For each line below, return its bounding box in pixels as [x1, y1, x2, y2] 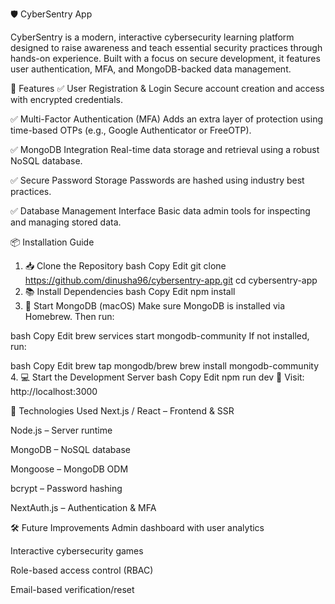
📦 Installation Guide [10, 236, 95, 248]
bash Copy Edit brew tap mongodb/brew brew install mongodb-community [10, 360, 320, 372]
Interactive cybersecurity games [10, 545, 144, 557]
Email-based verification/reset [10, 584, 135, 595]
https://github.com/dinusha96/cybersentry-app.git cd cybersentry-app [24, 274, 318, 286]
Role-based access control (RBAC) [10, 564, 154, 576]
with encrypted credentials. [10, 94, 123, 105]
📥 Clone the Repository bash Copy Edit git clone [24, 260, 227, 272]
